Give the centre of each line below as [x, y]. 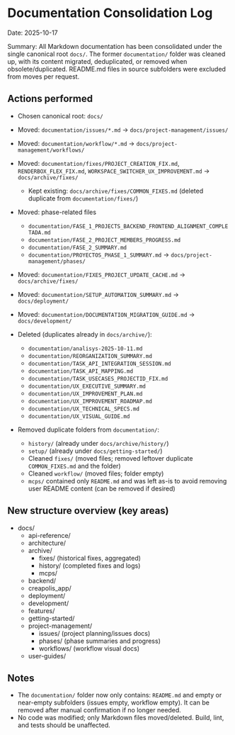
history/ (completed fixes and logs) [90, 566]
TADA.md [39, 232]
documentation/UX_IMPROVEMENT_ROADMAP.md [90, 401]
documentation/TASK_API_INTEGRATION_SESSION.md [99, 364]
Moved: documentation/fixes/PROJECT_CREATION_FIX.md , [98, 163]
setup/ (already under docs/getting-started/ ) [95, 451]
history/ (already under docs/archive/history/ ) [98, 443]
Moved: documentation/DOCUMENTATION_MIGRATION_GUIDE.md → [106, 314]
